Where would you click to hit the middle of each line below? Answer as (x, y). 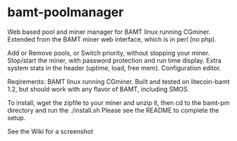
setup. (17, 118)
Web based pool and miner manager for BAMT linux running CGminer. (109, 32)
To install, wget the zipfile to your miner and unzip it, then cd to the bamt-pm (119, 102)
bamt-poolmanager (66, 12)
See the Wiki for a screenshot (50, 131)
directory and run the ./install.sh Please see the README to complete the (113, 110)
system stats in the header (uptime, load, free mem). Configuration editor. (114, 68)
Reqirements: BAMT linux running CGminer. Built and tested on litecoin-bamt (119, 81)
